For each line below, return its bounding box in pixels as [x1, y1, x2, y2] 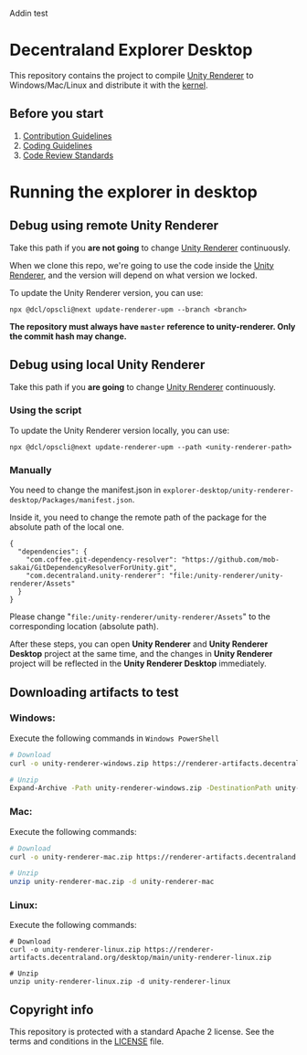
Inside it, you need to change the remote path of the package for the [9, 512, 267, 523]
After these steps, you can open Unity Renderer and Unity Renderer [9, 638, 269, 649]
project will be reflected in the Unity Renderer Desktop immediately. [9, 658, 267, 670]
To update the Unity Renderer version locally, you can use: [9, 425, 230, 436]
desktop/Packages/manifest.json [9, 496, 132, 505]
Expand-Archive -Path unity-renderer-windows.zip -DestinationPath [9, 784, 272, 793]
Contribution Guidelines [22, 130, 112, 141]
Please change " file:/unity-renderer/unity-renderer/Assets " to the [9, 611, 271, 622]
